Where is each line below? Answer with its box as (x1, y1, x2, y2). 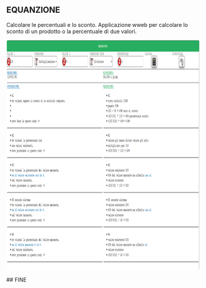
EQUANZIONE (6, 5, 61, 15)
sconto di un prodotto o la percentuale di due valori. (6, 28, 137, 35)
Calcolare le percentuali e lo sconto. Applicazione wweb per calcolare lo (6, 21, 188, 28)
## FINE (6, 276, 27, 283)
